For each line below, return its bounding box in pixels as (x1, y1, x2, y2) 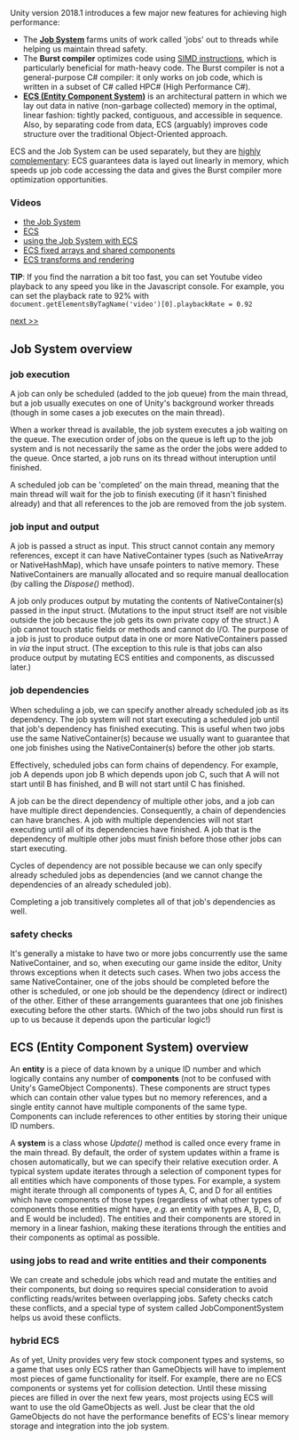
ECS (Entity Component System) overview (10, 1040, 249, 1055)
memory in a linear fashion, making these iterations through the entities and (10, 1222, 287, 1233)
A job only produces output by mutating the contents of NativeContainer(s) (10, 596, 284, 607)
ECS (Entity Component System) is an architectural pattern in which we (22, 91, 287, 101)
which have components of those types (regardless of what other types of (10, 1194, 282, 1204)
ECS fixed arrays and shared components (22, 245, 176, 256)
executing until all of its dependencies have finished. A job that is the (10, 824, 262, 834)
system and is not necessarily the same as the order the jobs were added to (10, 443, 287, 454)
